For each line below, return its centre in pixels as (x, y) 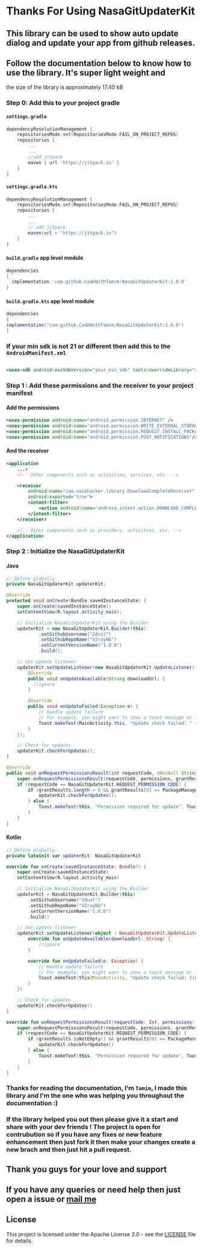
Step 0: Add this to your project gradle (63, 103)
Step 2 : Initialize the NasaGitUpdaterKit (66, 551)
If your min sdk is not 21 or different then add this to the (88, 346)
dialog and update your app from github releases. (101, 43)
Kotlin (14, 837)
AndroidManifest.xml (36, 353)
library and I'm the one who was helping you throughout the (95, 1096)
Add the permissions (33, 407)
